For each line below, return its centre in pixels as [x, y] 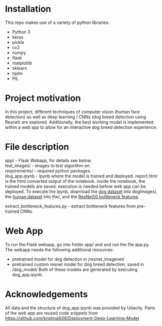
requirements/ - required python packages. [48, 171]
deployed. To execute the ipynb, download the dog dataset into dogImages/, [81, 192]
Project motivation [43, 98]
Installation [28, 9]
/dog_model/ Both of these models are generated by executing [75, 269]
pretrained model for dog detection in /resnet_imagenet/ [68, 259]
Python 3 [21, 32]
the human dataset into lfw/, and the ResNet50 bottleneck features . [72, 196]
